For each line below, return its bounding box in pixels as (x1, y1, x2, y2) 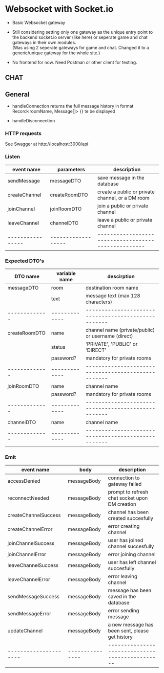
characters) (85, 298, 112, 305)
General (5, 90, 30, 98)
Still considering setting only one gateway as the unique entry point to (12, 29, 153, 35)
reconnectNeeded (7, 495, 50, 502)
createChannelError (7, 526, 53, 533)
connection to (108, 474, 140, 481)
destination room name (85, 285, 139, 292)
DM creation (108, 501, 137, 508)
